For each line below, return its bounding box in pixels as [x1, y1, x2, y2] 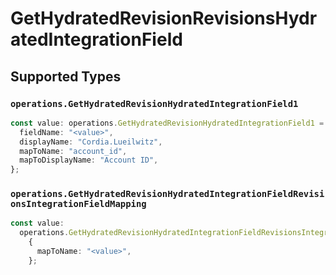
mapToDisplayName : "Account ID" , [19, 155, 159, 166]
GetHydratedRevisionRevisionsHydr [10, 7, 318, 30]
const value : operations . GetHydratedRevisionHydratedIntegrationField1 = [10, 118, 325, 128]
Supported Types [10, 68, 122, 85]
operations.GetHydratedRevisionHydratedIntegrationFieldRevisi [10, 188, 325, 200]
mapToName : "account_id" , [19, 146, 128, 156]
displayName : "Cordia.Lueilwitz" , [19, 137, 163, 147]
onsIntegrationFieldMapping [10, 198, 147, 210]
